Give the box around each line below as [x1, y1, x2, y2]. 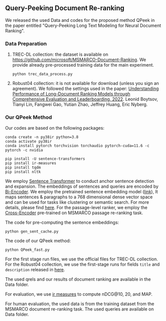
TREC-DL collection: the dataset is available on [12, 52, 109, 58]
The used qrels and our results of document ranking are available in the [5, 276, 151, 282]
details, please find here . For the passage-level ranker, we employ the [5, 205, 148, 211]
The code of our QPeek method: [5, 238, 71, 244]
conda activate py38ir [5, 139, 52, 144]
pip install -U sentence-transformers [5, 157, 85, 161]
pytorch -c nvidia [5, 148, 43, 153]
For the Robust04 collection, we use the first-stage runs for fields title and [5, 261, 160, 267]
